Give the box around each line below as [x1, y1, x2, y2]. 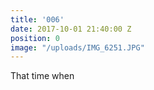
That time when [10, 70, 75, 82]
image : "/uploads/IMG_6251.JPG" [10, 42, 145, 53]
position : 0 [10, 33, 60, 43]
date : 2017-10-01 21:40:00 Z [10, 24, 132, 34]
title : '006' [10, 14, 65, 25]
